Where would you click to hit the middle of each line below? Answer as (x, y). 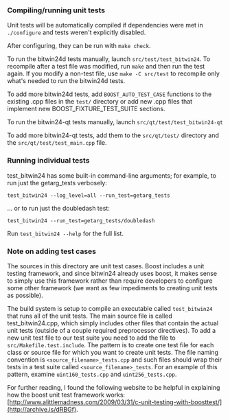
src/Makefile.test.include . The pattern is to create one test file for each (111, 345)
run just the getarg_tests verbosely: (57, 183)
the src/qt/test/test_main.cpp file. (57, 143)
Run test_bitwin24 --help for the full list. (65, 233)
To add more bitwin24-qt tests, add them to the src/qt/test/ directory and (113, 135)
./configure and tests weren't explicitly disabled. (77, 32)
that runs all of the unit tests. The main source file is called (90, 316)
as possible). (25, 295)
